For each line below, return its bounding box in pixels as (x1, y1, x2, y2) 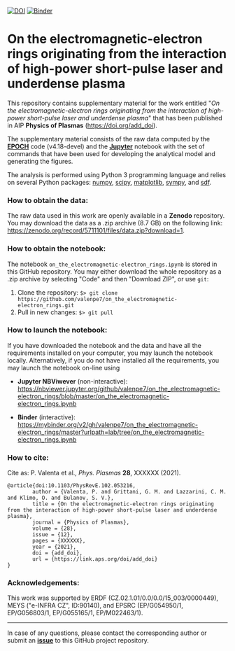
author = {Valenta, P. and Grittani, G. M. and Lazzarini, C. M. (32, 489, 227, 496)
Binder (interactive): (17, 413, 76, 421)
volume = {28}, (32, 525, 77, 532)
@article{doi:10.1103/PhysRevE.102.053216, (7, 482, 136, 489)
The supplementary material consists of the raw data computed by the (7, 134, 211, 143)
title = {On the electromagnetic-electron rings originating (32, 500, 215, 507)
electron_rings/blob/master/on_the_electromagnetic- (17, 392, 170, 400)
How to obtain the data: (7, 195, 89, 205)
